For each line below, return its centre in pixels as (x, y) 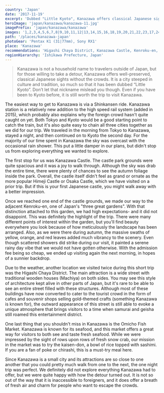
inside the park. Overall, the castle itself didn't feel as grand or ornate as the (82, 176)
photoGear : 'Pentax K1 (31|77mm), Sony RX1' (51, 42)
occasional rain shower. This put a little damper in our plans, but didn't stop (81, 146)
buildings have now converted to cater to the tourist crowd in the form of (78, 294)
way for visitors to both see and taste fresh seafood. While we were (73, 334)
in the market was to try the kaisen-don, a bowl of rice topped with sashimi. (81, 345)
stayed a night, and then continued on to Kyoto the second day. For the (76, 135)
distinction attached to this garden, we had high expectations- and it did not (81, 212)
